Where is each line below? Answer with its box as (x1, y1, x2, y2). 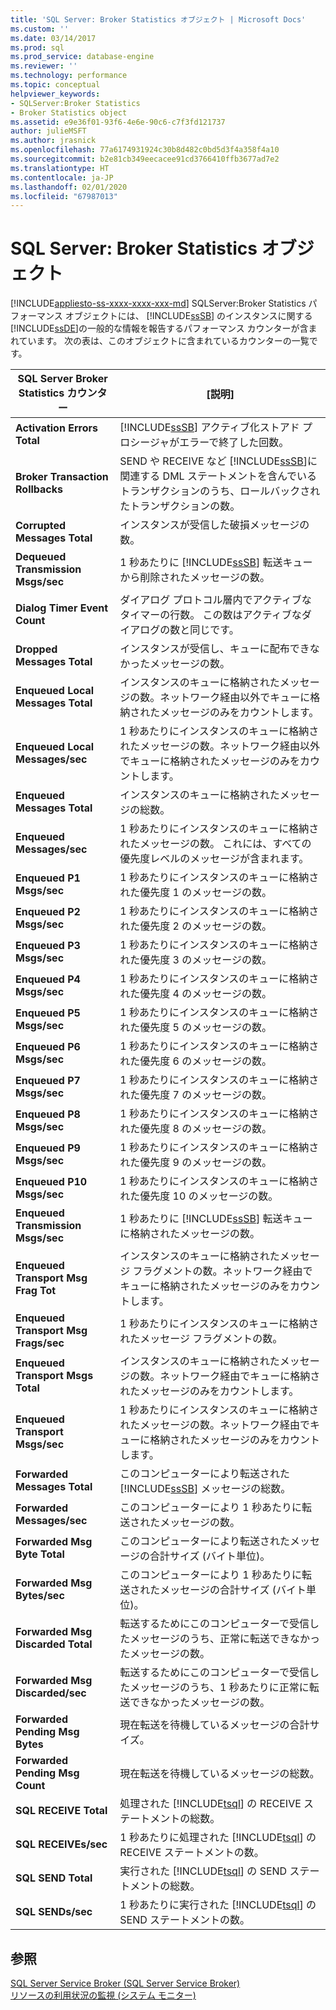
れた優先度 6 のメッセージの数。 (119, 1054, 272, 1068)
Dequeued (15, 550, 67, 564)
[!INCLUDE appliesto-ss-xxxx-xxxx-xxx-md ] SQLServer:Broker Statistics (10, 297, 307, 310)
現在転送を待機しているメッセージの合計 (119, 1718, 310, 1732)
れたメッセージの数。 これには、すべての (119, 837, 312, 851)
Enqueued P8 (15, 1107, 81, 1121)
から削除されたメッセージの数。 (119, 571, 270, 585)
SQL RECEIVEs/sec (15, 1837, 108, 1851)
